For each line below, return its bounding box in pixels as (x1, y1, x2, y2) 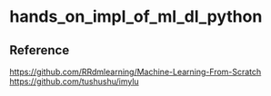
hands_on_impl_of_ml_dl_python (9, 6, 263, 27)
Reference (9, 43, 70, 58)
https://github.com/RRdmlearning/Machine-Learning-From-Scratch (9, 66, 262, 77)
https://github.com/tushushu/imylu (9, 76, 139, 87)
